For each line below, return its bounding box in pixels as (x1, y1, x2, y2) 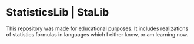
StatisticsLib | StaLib (6, 6, 109, 19)
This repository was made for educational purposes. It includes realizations (6, 25, 189, 32)
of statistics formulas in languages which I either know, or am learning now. (6, 31, 189, 38)
